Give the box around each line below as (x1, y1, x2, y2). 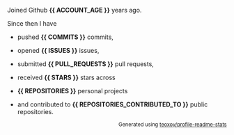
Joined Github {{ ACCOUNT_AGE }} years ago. (7, 6, 142, 14)
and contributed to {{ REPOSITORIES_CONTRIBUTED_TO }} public (17, 100, 208, 109)
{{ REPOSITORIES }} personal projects (17, 87, 128, 95)
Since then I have (7, 19, 57, 27)
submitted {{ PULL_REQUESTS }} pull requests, (17, 60, 155, 68)
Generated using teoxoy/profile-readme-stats (118, 121, 227, 128)
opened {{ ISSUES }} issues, (17, 47, 100, 54)
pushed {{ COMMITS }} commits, (17, 33, 114, 41)
